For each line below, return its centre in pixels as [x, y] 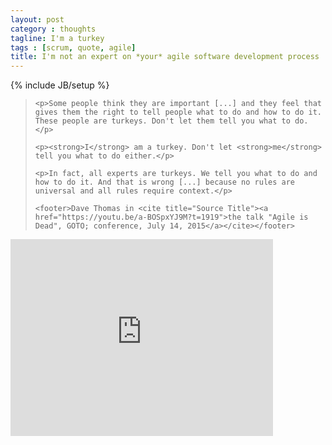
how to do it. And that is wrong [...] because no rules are [165, 182]
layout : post [37, 19]
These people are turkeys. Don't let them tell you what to [162, 121]
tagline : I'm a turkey [57, 38]
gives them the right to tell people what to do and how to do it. [178, 112]
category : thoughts [53, 29]
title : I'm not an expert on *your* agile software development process [165, 57]
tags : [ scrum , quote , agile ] [73, 47]
